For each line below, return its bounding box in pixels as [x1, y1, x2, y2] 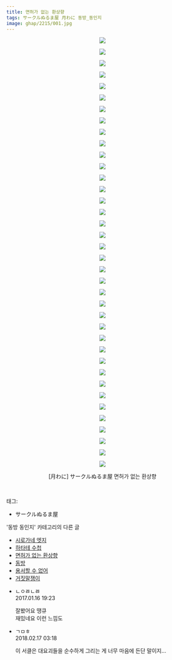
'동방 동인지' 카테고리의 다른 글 [6, 523, 80, 531]
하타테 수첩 [15, 544, 42, 551]
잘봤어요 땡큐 [15, 607, 47, 614]
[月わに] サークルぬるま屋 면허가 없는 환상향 [48, 473, 157, 480]
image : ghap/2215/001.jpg [6, 20, 72, 26]
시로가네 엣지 [15, 537, 47, 544]
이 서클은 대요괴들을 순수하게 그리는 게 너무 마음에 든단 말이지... [15, 647, 167, 655]
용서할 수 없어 [15, 567, 48, 575]
